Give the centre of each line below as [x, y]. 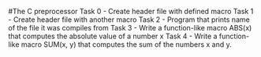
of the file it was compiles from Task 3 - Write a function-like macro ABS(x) [130, 28]
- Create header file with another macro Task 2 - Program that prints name [129, 20]
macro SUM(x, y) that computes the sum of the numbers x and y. [127, 45]
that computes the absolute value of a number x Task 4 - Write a [113, 36]
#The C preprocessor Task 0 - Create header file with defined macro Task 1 [131, 11]
